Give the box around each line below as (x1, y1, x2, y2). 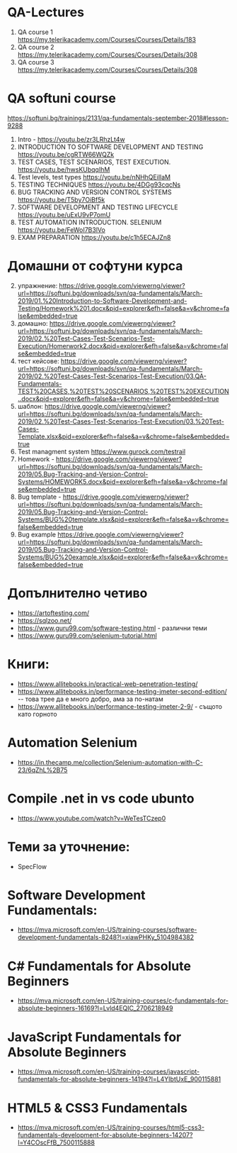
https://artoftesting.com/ (17, 608, 90, 617)
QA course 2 (17, 43, 54, 51)
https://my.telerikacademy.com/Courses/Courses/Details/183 (17, 35, 197, 43)
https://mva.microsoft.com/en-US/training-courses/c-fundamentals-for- (17, 996, 229, 1005)
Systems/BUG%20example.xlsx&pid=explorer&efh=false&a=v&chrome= (17, 553, 229, 561)
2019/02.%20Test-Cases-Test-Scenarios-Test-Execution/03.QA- (17, 372, 207, 380)
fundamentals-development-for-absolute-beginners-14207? (17, 1131, 193, 1140)
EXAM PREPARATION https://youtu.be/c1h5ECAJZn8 (17, 233, 171, 241)
